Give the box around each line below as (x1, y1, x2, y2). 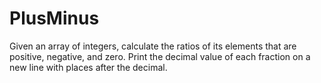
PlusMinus (9, 7, 100, 30)
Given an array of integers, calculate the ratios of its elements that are (9, 40, 297, 52)
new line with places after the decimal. (9, 61, 168, 73)
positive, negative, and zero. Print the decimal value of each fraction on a (9, 50, 311, 62)
